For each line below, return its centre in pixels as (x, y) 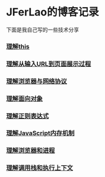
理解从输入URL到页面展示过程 (49, 64)
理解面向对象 (25, 98)
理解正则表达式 (28, 116)
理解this (18, 46)
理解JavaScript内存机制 (40, 133)
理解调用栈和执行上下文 (39, 168)
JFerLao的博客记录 (52, 12)
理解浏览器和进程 (31, 150)
